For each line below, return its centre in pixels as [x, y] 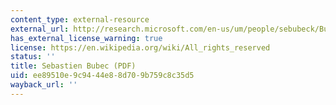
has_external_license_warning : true [86, 38]
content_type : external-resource [80, 19]
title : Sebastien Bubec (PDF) [73, 66]
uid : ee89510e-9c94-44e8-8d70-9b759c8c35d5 [102, 76]
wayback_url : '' [44, 85]
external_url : [40, 29]
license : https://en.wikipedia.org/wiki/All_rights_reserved [140, 47]
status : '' [33, 57]
